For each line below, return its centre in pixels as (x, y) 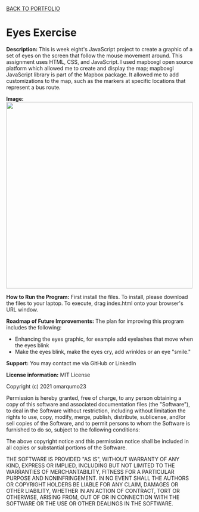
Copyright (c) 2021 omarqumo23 (46, 386)
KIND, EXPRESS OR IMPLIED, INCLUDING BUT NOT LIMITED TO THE (91, 465)
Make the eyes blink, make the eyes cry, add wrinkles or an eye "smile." (103, 351)
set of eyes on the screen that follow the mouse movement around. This (94, 55)
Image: (15, 98)
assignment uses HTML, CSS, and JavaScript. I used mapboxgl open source (100, 61)
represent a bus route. (33, 87)
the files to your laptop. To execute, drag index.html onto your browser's (95, 303)
